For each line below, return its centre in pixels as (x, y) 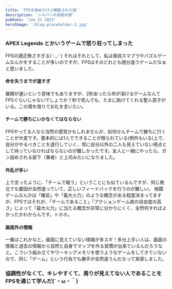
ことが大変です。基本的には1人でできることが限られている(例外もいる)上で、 (86, 138)
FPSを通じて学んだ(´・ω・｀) (42, 281)
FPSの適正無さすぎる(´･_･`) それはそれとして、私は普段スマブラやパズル (82, 56)
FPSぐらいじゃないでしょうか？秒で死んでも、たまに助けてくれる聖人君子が (85, 100)
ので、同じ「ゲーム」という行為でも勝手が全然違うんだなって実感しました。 (86, 259)
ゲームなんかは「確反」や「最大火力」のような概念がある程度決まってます (84, 195)
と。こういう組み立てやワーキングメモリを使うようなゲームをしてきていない (86, 252)
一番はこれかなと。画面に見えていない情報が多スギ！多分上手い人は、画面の (86, 240)
